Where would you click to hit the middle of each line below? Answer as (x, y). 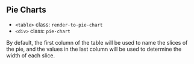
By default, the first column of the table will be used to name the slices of (97, 42)
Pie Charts (26, 10)
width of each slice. (31, 55)
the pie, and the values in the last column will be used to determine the (94, 49)
